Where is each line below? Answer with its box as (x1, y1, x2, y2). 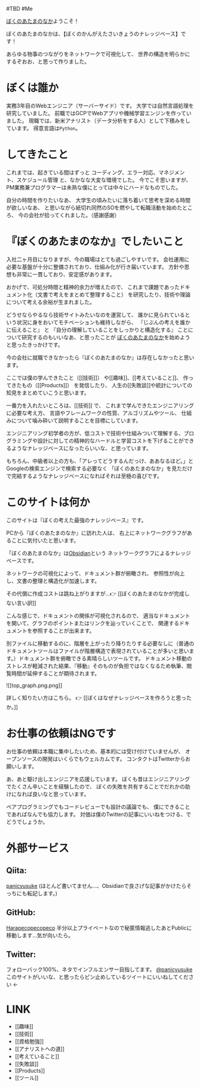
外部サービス (6, 841, 70, 855)
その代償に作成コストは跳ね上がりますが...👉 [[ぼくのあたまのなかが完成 (6, 590, 184, 597)
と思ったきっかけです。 (6, 341, 64, 348)
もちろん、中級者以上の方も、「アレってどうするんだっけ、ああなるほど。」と (6, 457, 194, 464)
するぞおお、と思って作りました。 (6, 58, 90, 65)
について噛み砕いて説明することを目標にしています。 (11, 417, 141, 424)
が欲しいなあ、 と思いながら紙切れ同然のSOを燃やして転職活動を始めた (6, 204, 183, 211)
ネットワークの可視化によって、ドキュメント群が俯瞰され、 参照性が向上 (6, 570, 185, 577)
